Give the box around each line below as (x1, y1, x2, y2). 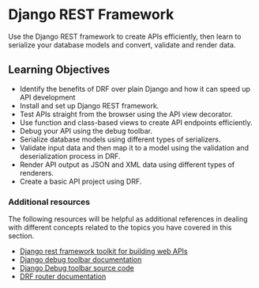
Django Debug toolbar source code (19, 263, 134, 273)
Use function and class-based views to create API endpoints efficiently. (19, 117, 253, 127)
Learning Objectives (8, 63, 111, 77)
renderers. (19, 168, 54, 177)
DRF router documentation (19, 271, 107, 282)
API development (19, 93, 76, 102)
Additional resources (8, 196, 91, 207)
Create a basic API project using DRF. (19, 176, 142, 186)
